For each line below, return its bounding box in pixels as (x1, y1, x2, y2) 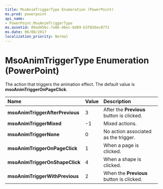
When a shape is (103, 156, 142, 162)
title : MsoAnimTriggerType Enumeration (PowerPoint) (5, 7, 114, 12)
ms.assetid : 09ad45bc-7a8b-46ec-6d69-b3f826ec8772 (5, 25, 110, 30)
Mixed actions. (103, 120, 137, 126)
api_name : (5, 16, 25, 21)
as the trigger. (103, 134, 136, 141)
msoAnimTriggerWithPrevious (7, 173, 79, 179)
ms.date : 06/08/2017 (5, 30, 47, 34)
